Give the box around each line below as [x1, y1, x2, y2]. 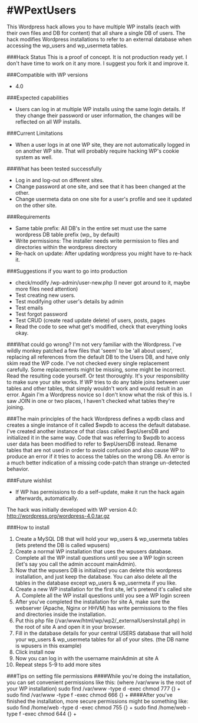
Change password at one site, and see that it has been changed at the [15, 183, 186, 190]
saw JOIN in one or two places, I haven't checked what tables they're [6, 397, 176, 404]
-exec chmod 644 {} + [22, 710, 77, 717]
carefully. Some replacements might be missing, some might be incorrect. [6, 366, 186, 373]
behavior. [6, 465, 29, 472]
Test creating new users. [15, 291, 75, 299]
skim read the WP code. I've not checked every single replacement [6, 359, 170, 367]
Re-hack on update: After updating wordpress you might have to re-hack [15, 250, 192, 257]
